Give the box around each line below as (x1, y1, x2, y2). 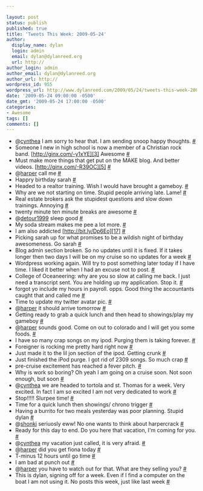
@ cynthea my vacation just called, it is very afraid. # (14, 440, 146, 447)
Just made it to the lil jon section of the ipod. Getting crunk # (14, 350, 166, 357)
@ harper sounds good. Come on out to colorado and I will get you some (14, 324, 195, 331)
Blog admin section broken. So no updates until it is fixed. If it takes (14, 247, 182, 254)
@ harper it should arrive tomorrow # (14, 305, 106, 312)
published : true (6, 25, 47, 31)
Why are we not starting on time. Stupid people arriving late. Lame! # (14, 189, 187, 197)
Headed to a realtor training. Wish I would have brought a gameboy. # (14, 183, 188, 190)
